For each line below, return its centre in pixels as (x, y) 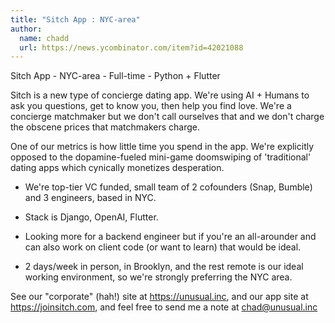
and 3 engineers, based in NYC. (90, 198)
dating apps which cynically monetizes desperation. (117, 168)
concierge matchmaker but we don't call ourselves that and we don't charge (167, 117)
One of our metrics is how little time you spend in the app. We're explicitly (162, 147)
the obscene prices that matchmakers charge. (105, 127)
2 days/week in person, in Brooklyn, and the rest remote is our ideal (164, 267)
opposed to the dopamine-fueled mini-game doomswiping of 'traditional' (161, 157)
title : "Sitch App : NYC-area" (75, 19)
